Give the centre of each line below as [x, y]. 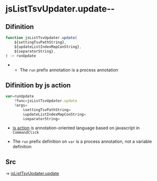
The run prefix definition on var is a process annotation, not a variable [82, 141]
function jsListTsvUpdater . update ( [41, 38]
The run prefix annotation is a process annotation [69, 70]
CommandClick [26, 133]
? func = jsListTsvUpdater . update [46, 101]
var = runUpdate [20, 97]
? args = [21, 105]
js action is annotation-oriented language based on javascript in [76, 128]
